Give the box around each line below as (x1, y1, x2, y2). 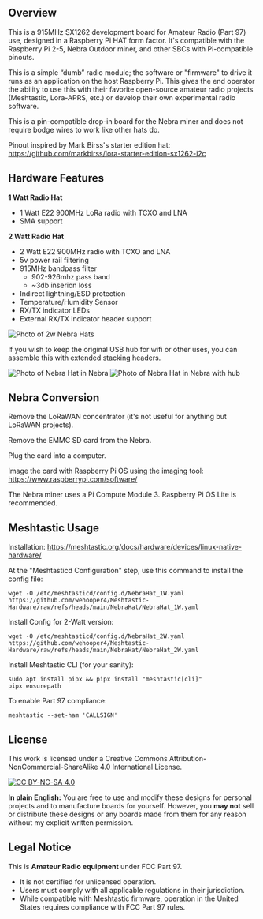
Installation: (8, 542, 46, 552)
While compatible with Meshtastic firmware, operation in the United (19, 894, 239, 903)
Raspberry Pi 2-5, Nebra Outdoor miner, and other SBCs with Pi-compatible (8, 43, 254, 54)
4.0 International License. (99, 762, 183, 772)
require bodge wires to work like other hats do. (8, 125, 160, 134)
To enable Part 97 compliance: (8, 696, 108, 706)
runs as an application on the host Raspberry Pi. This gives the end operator (8, 76, 255, 85)
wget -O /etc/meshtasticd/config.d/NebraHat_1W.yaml (8, 590, 185, 598)
